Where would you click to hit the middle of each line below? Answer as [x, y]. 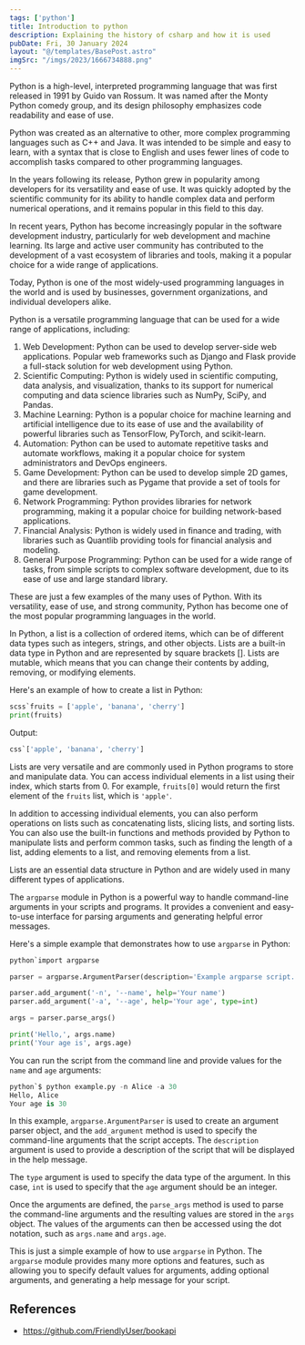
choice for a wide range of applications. [84, 265]
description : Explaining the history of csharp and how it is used [140, 35]
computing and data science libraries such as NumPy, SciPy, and [144, 395]
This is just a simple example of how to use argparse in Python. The [136, 1251]
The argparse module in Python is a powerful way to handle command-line [149, 897]
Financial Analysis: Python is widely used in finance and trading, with [152, 530]
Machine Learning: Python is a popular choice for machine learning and [157, 414]
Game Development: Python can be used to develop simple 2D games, [155, 473]
